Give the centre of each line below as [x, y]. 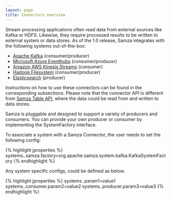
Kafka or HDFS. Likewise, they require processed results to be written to [82, 35]
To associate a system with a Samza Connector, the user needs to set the [83, 134]
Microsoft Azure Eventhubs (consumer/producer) [65, 61]
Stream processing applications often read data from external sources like [84, 29]
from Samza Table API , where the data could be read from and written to [82, 98]
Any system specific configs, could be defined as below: [65, 171]
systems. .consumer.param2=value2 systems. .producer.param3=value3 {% [84, 186]
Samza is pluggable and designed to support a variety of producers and [81, 114]
